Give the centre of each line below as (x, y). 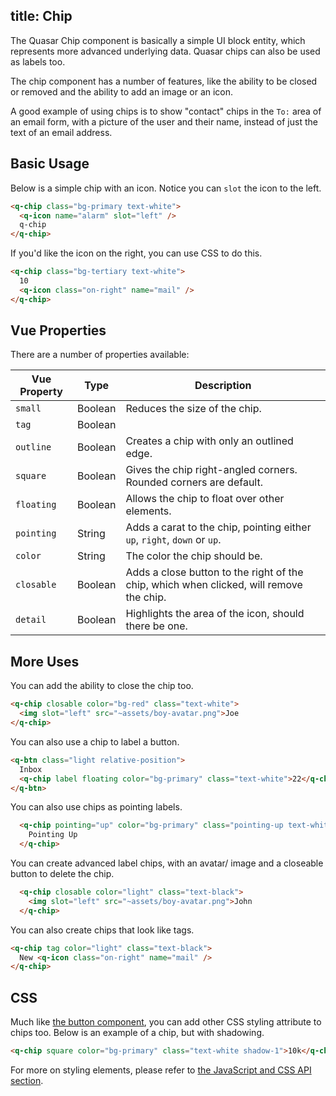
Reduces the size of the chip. (193, 409)
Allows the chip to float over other (205, 499)
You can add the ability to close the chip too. (102, 686)
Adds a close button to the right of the (214, 572)
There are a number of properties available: (100, 355)
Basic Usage (50, 164)
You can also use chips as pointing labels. (96, 807)
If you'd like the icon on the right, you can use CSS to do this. (136, 253)
